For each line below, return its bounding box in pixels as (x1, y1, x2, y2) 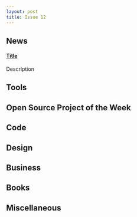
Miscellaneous (6, 203, 61, 213)
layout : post (6, 8, 38, 15)
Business (6, 163, 41, 173)
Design (6, 143, 33, 153)
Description (6, 65, 34, 73)
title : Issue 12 (6, 14, 46, 20)
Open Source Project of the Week (6, 103, 131, 113)
